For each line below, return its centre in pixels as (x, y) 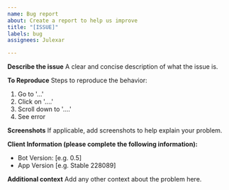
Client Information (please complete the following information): (102, 144)
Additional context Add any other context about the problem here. (105, 179)
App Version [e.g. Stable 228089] (67, 166)
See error (32, 117)
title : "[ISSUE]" (33, 27)
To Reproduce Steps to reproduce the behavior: (77, 80)
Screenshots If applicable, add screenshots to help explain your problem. (115, 130)
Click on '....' (35, 102)
